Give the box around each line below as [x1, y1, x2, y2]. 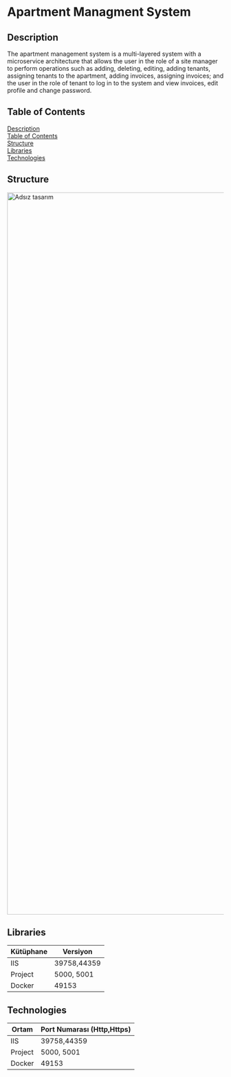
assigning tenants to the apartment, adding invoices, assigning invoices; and [7, 72, 224, 80]
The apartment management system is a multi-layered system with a [7, 50, 201, 58]
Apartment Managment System [7, 4, 191, 20]
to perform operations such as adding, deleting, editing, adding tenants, [7, 65, 211, 72]
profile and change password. [7, 87, 92, 94]
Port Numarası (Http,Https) [41, 1025, 131, 1034]
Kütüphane [10, 947, 48, 957]
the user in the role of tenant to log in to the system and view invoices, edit [7, 79, 219, 87]
